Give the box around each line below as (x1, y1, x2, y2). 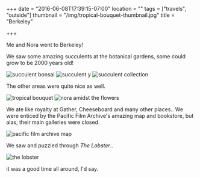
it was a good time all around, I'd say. (6, 165, 99, 172)
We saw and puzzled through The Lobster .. (6, 142, 113, 149)
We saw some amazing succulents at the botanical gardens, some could (6, 53, 186, 60)
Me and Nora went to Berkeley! (6, 41, 83, 48)
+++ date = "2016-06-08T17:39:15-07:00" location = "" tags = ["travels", (6, 5, 187, 12)
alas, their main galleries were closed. (6, 118, 100, 126)
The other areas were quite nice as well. (6, 82, 105, 90)
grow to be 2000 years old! (6, 60, 74, 66)
